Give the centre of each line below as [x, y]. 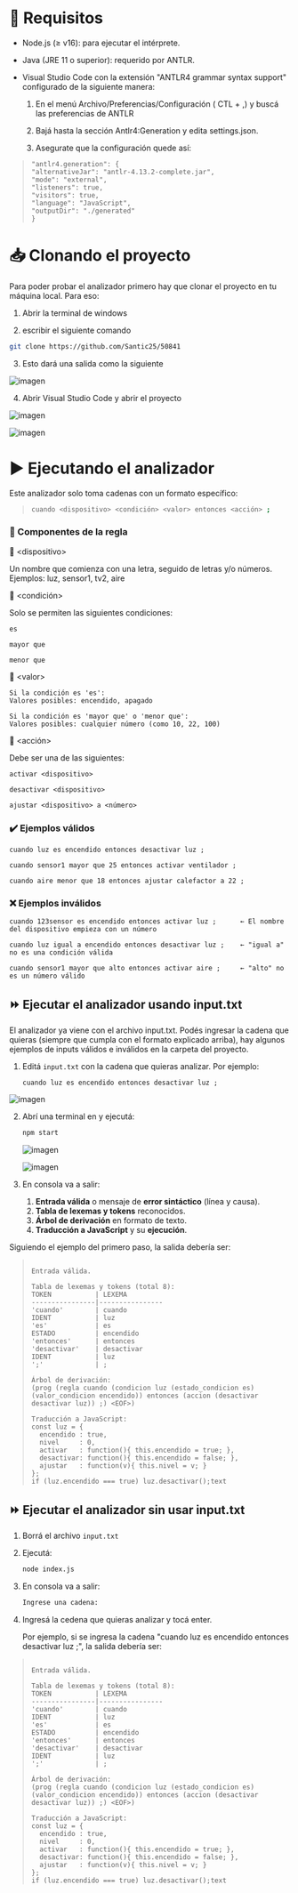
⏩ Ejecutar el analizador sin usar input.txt [127, 1510]
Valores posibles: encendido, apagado [81, 701]
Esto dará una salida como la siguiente [93, 363]
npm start [40, 1133]
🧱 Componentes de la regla [68, 532]
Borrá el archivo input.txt [70, 1535]
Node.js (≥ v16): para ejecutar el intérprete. [101, 43]
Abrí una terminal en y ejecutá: [78, 1116]
